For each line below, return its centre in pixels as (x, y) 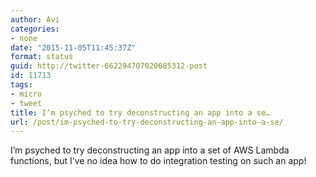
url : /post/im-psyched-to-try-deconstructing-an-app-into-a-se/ (147, 122)
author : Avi (35, 19)
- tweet (26, 103)
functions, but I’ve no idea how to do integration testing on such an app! (158, 161)
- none (24, 38)
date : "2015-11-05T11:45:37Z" (73, 47)
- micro (26, 94)
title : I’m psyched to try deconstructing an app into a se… (140, 112)
